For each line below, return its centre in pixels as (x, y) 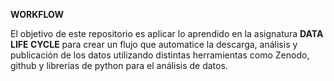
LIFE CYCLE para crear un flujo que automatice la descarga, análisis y (154, 44)
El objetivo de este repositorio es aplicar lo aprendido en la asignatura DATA (167, 33)
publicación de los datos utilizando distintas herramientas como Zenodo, (160, 55)
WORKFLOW (37, 14)
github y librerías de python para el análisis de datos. (119, 65)
